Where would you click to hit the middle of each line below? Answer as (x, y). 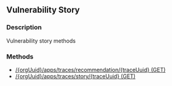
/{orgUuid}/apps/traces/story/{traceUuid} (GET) (75, 76)
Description (24, 27)
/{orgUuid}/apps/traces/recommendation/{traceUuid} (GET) (90, 70)
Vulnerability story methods (41, 41)
